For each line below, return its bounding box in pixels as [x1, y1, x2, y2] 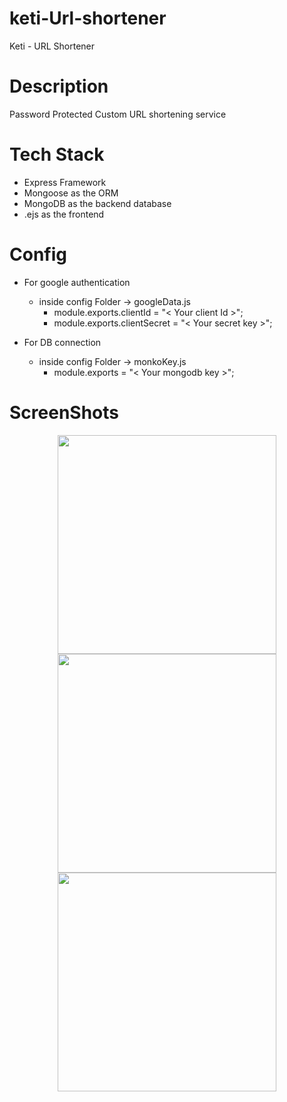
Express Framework [23, 176, 107, 188]
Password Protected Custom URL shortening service [9, 108, 227, 120]
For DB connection [23, 336, 102, 348]
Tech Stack [9, 143, 105, 166]
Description [9, 75, 109, 98]
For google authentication [23, 276, 131, 288]
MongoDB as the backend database [23, 197, 172, 209]
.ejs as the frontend [23, 208, 105, 220]
